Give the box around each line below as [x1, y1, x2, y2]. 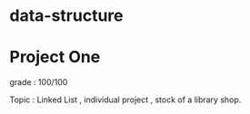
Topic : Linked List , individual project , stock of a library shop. [9, 94, 242, 105]
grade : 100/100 [9, 77, 68, 88]
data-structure [9, 5, 124, 26]
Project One [9, 47, 101, 68]
